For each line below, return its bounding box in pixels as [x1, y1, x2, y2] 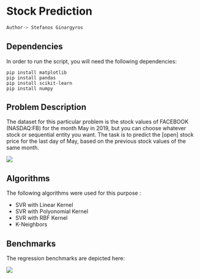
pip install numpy [6, 85, 53, 92]
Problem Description [6, 102, 87, 112]
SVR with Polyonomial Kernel [15, 208, 89, 215]
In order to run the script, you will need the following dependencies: [6, 57, 177, 65]
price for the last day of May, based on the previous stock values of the [6, 137, 187, 145]
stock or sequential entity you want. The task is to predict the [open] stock [6, 131, 194, 139]
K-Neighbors [15, 221, 48, 228]
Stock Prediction [6, 4, 93, 18]
